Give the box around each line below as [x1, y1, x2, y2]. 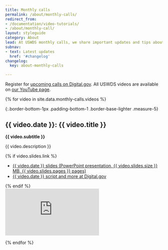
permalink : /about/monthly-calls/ [5, 12, 77, 17]
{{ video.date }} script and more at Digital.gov [12, 173, 106, 179]
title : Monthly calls [5, 7, 50, 12]
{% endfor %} [5, 239, 34, 245]
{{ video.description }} [5, 143, 51, 149]
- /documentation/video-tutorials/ [5, 21, 79, 26]
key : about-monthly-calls [9, 63, 64, 68]
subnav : [5, 44, 21, 49]
